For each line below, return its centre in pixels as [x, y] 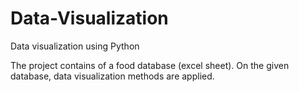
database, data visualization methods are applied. [112, 76]
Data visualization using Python [75, 46]
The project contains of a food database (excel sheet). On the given [150, 65]
